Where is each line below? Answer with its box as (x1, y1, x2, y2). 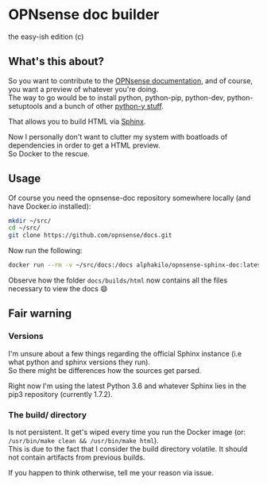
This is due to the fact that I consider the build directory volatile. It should (8, 445, 248, 454)
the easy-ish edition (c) (8, 32, 84, 41)
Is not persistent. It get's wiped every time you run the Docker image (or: (8, 427, 246, 437)
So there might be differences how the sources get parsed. (8, 365, 202, 375)
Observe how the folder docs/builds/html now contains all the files (8, 275, 228, 285)
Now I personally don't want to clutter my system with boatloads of (8, 132, 228, 141)
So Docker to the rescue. (8, 148, 90, 158)
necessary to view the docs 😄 (8, 284, 108, 294)
